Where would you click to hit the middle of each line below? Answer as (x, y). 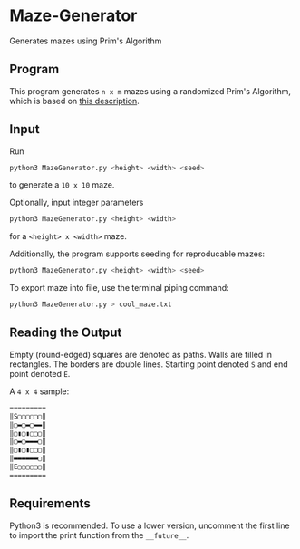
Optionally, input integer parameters (77, 202)
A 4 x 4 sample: (39, 391)
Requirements (50, 504)
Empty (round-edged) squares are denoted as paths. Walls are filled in (140, 354)
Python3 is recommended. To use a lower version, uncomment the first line (150, 525)
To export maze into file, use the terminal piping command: (119, 288)
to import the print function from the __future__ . (99, 535)
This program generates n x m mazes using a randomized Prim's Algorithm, (150, 91)
